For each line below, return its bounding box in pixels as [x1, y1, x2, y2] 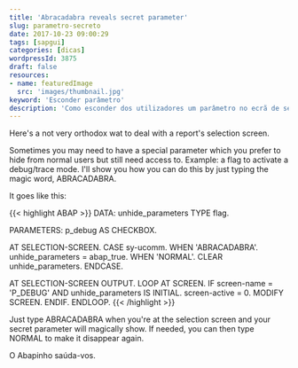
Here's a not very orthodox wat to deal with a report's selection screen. [9, 128, 271, 138]
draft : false [9, 63, 58, 72]
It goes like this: [9, 191, 67, 201]
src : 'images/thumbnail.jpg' [17, 87, 125, 96]
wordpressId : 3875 [9, 54, 77, 63]
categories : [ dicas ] [9, 46, 86, 55]
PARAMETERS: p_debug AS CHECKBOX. [9, 225, 158, 236]
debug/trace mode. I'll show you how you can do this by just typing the [9, 164, 269, 175]
